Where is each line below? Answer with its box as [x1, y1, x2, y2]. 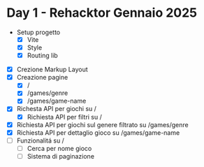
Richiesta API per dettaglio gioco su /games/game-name [16, 128, 180, 137]
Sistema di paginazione [27, 152, 95, 160]
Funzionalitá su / [16, 136, 64, 145]
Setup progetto [16, 28, 61, 36]
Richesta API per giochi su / [16, 105, 97, 113]
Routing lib [27, 51, 59, 60]
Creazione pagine [16, 73, 68, 82]
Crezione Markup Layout [16, 65, 88, 74]
